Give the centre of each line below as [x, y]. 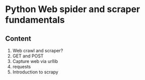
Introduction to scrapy [35, 72]
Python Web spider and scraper [73, 9]
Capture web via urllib [35, 61]
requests [22, 67]
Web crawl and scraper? [38, 51]
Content [18, 38]
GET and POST [28, 56]
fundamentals [35, 20]
